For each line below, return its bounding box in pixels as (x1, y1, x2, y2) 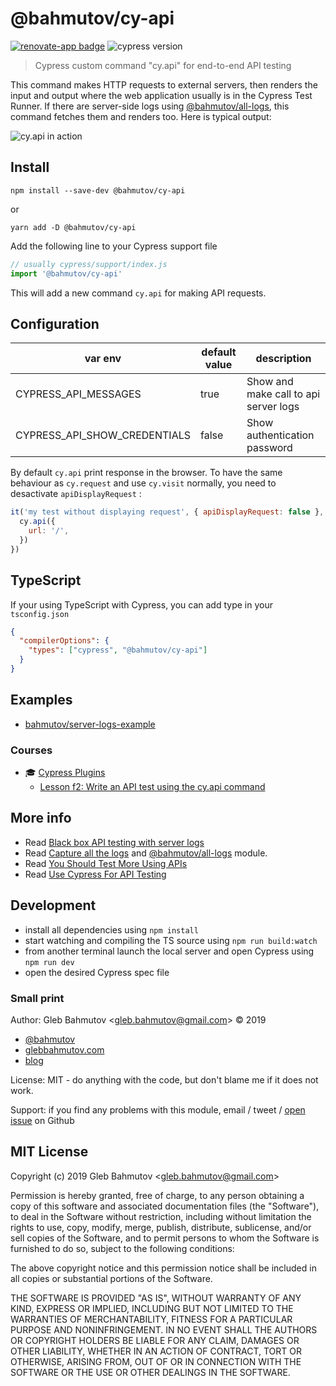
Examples (10, 692, 73, 709)
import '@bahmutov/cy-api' (10, 268, 123, 279)
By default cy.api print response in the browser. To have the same (10, 467, 283, 479)
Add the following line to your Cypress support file (10, 240, 218, 252)
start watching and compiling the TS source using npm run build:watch (24, 934, 318, 946)
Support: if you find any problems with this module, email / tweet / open (10, 1103, 306, 1116)
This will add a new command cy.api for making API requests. (10, 287, 267, 299)
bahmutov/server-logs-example (24, 718, 156, 730)
